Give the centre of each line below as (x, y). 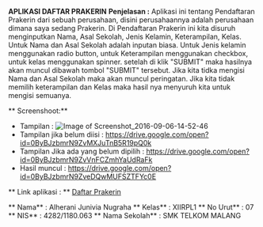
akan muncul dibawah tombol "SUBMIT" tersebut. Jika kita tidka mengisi (127, 70)
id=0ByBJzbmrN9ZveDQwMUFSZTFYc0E (88, 176)
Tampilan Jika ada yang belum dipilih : (82, 151)
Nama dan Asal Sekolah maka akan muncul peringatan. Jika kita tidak (122, 79)
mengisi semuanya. (40, 95)
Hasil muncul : (43, 168)
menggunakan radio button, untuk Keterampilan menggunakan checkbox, (128, 53)
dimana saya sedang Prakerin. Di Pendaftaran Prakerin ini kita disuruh (122, 28)
